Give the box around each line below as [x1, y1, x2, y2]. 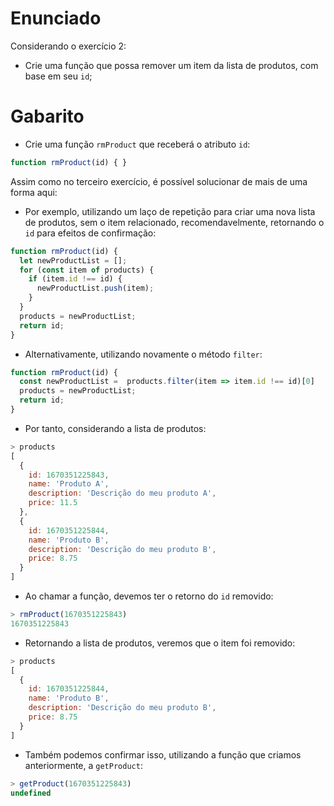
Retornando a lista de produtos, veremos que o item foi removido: [24, 637, 296, 649]
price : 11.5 [28, 498, 78, 508]
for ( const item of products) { [19, 265, 155, 275]
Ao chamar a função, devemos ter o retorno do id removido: [24, 590, 274, 602]
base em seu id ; [24, 70, 93, 82]
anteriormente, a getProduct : [24, 759, 143, 771]
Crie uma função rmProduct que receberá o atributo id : [24, 138, 251, 150]
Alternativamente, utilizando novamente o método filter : [24, 348, 263, 360]
